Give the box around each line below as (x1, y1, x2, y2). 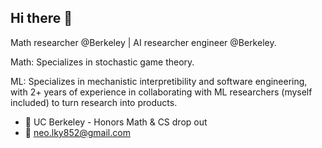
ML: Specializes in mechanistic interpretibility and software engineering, (10, 75, 308, 87)
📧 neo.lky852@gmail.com (24, 126, 131, 138)
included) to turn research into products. (10, 96, 178, 108)
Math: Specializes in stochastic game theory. (10, 56, 195, 68)
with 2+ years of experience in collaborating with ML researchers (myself (10, 86, 313, 98)
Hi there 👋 (10, 10, 73, 27)
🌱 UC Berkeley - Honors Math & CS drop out (24, 116, 208, 128)
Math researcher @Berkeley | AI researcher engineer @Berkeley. (10, 36, 277, 48)
